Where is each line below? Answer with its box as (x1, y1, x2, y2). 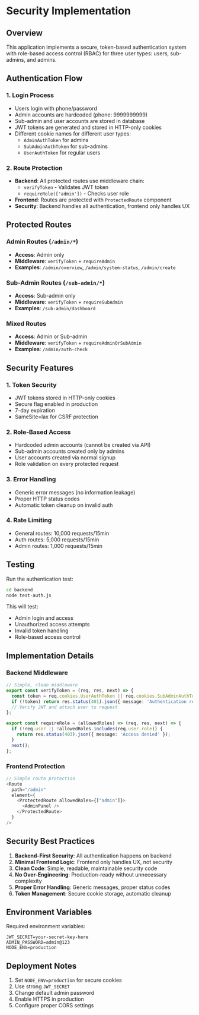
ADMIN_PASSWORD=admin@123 (6, 940, 70, 945)
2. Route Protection (6, 163, 63, 172)
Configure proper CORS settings (14, 1002, 94, 1009)
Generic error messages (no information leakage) (14, 488, 136, 496)
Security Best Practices (6, 836, 95, 846)
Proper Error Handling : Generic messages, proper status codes (14, 884, 171, 891)
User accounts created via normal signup (14, 454, 116, 461)
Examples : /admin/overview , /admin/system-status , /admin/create (14, 263, 176, 271)
